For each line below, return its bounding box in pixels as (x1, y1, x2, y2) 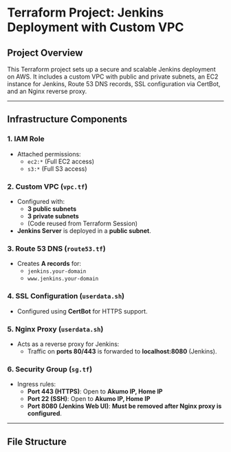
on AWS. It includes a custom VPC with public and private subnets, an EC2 (7, 72, 219, 81)
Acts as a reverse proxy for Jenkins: (16, 340, 120, 348)
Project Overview (7, 47, 83, 59)
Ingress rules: (16, 380, 56, 389)
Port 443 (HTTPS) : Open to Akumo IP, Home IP (27, 387, 163, 395)
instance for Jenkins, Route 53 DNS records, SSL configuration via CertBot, (7, 80, 221, 88)
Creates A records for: (16, 260, 81, 268)
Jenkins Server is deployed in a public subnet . (16, 226, 151, 235)
